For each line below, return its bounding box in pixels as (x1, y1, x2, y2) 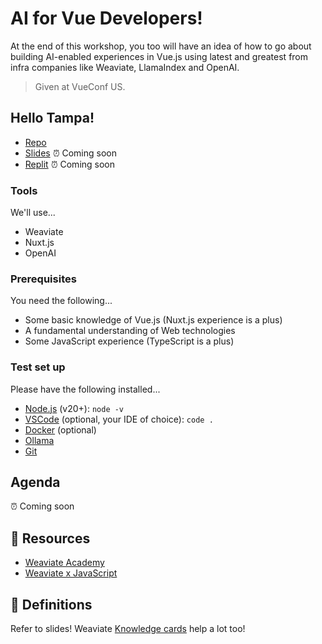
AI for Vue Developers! (10, 7, 203, 30)
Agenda (10, 474, 61, 491)
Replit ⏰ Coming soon (24, 158, 116, 170)
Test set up (10, 360, 66, 374)
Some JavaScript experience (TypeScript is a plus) (24, 335, 235, 347)
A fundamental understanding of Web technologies (24, 325, 236, 337)
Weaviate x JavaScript (24, 567, 118, 579)
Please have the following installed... (10, 383, 161, 395)
